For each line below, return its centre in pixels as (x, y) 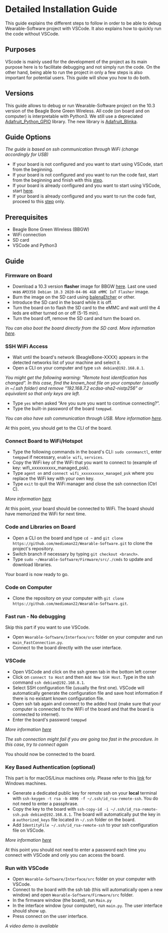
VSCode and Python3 (35, 245)
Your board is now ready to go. (37, 574)
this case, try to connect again (37, 744)
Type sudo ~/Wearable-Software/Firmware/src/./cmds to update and (82, 559)
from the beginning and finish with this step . (58, 180)
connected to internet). (36, 714)
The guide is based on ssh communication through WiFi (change (72, 149)
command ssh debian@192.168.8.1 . (48, 682)
